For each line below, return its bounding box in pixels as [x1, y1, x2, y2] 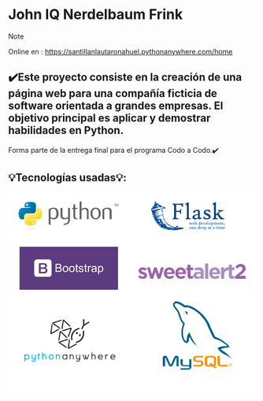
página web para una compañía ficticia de [8, 87, 218, 100]
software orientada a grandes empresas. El [8, 99, 224, 113]
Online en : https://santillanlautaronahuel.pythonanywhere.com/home [8, 46, 233, 56]
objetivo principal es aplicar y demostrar [8, 112, 211, 125]
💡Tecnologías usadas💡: [8, 171, 128, 184]
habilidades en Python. [8, 124, 124, 137]
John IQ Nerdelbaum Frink [8, 6, 183, 24]
